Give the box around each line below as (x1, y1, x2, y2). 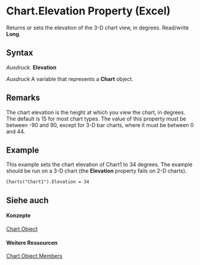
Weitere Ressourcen (6, 239, 58, 246)
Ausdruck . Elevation (6, 64, 57, 71)
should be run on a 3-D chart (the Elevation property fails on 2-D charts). (6, 167, 187, 174)
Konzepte (6, 212, 31, 219)
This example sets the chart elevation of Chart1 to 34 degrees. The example (6, 161, 193, 168)
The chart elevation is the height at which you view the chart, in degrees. (6, 109, 186, 116)
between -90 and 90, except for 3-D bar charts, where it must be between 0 (6, 121, 194, 128)
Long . (6, 30, 21, 37)
